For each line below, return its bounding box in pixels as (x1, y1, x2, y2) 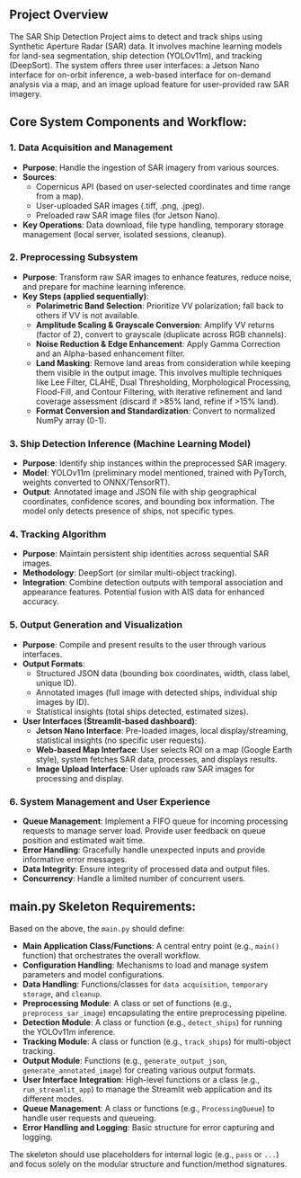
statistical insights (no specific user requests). (35, 735, 207, 745)
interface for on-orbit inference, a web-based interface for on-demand (9, 69, 271, 80)
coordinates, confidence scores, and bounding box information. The (22, 496, 276, 507)
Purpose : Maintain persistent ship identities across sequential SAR (22, 549, 270, 559)
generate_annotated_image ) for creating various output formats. (22, 1065, 256, 1075)
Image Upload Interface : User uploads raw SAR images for (35, 763, 255, 774)
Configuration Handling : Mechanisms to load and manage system (22, 959, 269, 970)
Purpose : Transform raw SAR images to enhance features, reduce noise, (22, 272, 292, 282)
